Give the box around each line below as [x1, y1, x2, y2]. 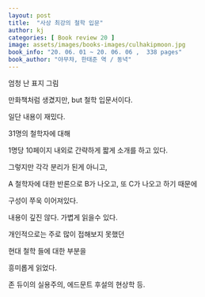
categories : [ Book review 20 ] [8, 33, 115, 42]
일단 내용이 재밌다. [8, 111, 66, 121]
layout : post [8, 11, 51, 20]
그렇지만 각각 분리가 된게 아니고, [8, 162, 108, 171]
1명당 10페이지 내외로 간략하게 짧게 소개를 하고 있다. [8, 145, 169, 155]
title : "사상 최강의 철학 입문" [8, 19, 104, 27]
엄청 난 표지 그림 [8, 78, 59, 88]
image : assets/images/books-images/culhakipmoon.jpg [8, 41, 186, 49]
